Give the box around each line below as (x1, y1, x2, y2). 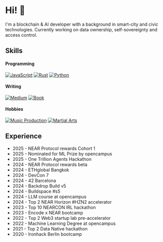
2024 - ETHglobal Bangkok (12, 166, 70, 173)
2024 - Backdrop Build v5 (12, 183, 67, 189)
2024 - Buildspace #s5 (12, 188, 61, 194)
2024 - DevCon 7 (12, 172, 49, 178)
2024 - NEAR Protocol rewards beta (12, 161, 87, 167)
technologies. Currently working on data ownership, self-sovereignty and (5, 26, 157, 32)
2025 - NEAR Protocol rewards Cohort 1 (12, 145, 96, 151)
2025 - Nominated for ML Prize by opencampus (12, 151, 113, 157)
